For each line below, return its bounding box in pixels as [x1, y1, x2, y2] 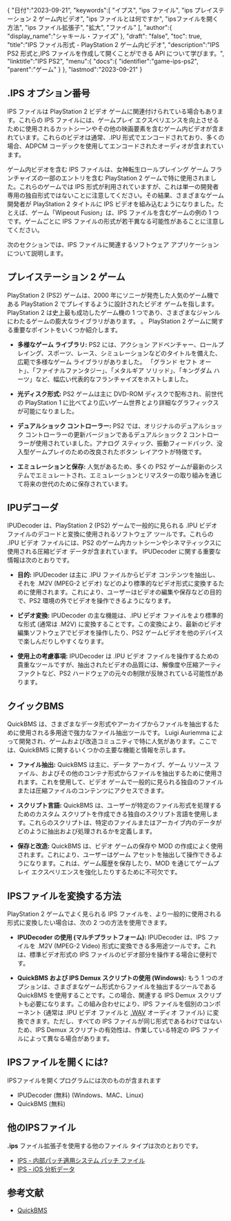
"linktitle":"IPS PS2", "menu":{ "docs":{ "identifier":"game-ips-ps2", [7, 57, 199, 65]
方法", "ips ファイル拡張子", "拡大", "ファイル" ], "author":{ [7, 24, 172, 31]
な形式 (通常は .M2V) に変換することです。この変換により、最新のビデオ [17, 620, 223, 628]
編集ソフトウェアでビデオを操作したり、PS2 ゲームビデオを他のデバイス [17, 628, 223, 637]
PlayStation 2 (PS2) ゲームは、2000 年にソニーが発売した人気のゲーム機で [7, 291, 219, 299]
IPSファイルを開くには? [7, 1056, 109, 1068]
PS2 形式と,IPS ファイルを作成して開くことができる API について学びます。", [7, 49, 225, 57]
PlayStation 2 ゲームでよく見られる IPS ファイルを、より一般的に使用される [7, 910, 222, 919]
